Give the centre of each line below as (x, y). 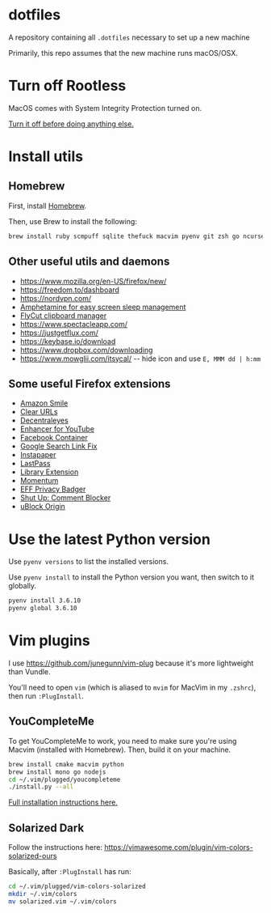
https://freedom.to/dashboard (69, 290)
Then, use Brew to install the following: (73, 221)
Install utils (46, 157)
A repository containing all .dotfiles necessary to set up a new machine (129, 37)
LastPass (35, 464)
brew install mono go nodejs (57, 772)
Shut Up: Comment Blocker (65, 498)
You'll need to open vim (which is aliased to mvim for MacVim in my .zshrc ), (132, 687)
